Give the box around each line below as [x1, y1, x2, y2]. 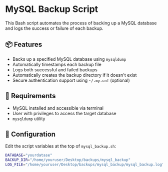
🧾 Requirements [5, 92, 56, 100]
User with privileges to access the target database [12, 110, 116, 116]
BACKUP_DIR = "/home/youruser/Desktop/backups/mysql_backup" [5, 158, 131, 163]
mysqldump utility [12, 116, 45, 122]
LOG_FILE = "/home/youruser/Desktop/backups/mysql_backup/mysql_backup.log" [5, 162, 164, 168]
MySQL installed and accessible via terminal [12, 105, 104, 111]
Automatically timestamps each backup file [12, 61, 101, 67]
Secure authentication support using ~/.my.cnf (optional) [12, 77, 130, 83]
